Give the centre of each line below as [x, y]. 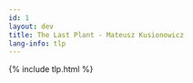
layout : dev [31, 26]
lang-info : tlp [37, 43]
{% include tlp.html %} [51, 69]
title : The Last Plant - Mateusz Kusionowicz [96, 35]
